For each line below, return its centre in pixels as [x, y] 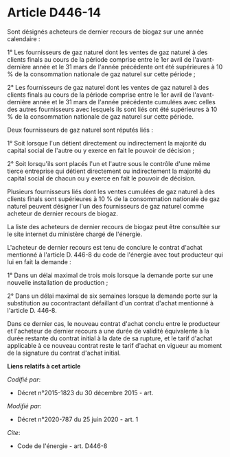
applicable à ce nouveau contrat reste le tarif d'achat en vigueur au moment [115, 345]
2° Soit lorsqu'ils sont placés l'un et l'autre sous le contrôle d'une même [109, 163]
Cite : [14, 432]
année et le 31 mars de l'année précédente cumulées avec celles [124, 102]
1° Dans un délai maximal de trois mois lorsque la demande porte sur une [110, 275]
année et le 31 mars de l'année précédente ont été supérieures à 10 [128, 67]
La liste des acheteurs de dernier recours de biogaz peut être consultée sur [114, 226]
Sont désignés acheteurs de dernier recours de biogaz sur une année [105, 32]
